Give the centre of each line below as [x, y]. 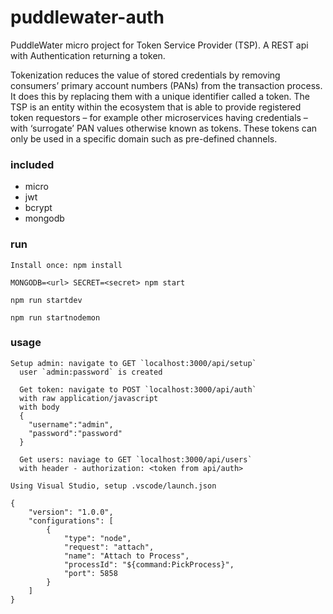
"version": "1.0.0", [71, 512]
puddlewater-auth [87, 17]
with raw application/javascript [89, 398]
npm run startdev [46, 300]
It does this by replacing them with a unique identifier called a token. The [160, 96]
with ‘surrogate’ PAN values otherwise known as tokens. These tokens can [164, 128]
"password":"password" [75, 433]
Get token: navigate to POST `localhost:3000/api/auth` [138, 389]
